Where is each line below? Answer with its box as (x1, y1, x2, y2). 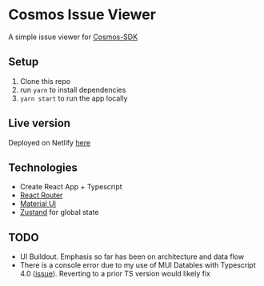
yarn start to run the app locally (19, 93, 128, 103)
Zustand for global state (19, 208, 99, 217)
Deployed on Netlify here (8, 137, 90, 147)
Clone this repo (19, 76, 70, 85)
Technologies (8, 161, 78, 174)
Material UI (19, 199, 57, 209)
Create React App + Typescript (19, 182, 122, 192)
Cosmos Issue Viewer (8, 6, 156, 24)
